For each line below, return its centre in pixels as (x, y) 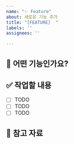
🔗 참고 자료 (25, 133)
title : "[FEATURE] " (32, 22)
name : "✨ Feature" (29, 11)
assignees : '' (23, 33)
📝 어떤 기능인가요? (37, 64)
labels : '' (19, 28)
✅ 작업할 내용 (29, 85)
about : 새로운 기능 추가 (32, 17)
